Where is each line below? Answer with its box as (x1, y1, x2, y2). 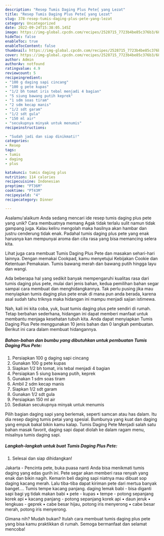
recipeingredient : (5, 75, 42, 80)
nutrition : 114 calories (5, 174, 56, 180)
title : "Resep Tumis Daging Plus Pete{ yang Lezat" (5, 12, 112, 17)
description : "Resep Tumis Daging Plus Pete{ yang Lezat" (5, 7, 125, 12)
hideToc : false (5, 35, 36, 40)
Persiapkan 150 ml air (12, 396, 55, 402)
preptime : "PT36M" (5, 184, 42, 188)
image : (5, 30, 19, 35)
